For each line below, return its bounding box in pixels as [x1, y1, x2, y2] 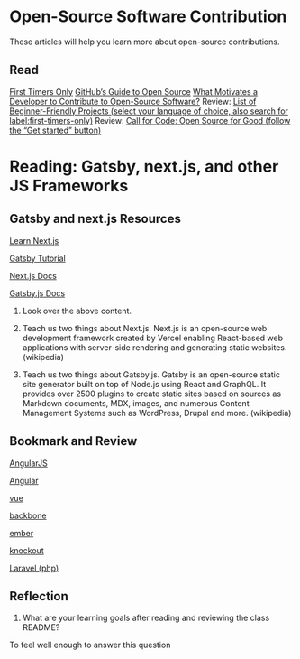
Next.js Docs [9, 270, 57, 281]
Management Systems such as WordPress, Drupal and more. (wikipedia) [22, 407, 292, 418]
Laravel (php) [9, 562, 59, 573]
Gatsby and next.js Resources [9, 211, 182, 227]
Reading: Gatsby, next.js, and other [9, 156, 279, 177]
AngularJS [9, 458, 48, 469]
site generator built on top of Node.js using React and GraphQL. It [22, 378, 267, 389]
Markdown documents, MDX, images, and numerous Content [22, 397, 250, 408]
